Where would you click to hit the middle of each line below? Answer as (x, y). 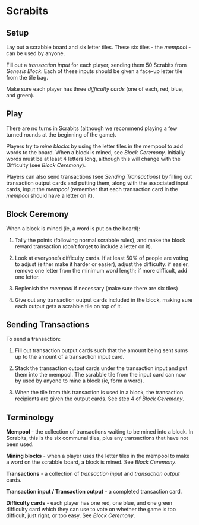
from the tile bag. (27, 78)
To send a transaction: (34, 339)
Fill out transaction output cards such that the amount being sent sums (101, 350)
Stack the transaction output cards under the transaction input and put (101, 368)
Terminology (30, 417)
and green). (20, 95)
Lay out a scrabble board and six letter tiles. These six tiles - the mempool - (99, 47)
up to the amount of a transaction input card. (70, 357)
